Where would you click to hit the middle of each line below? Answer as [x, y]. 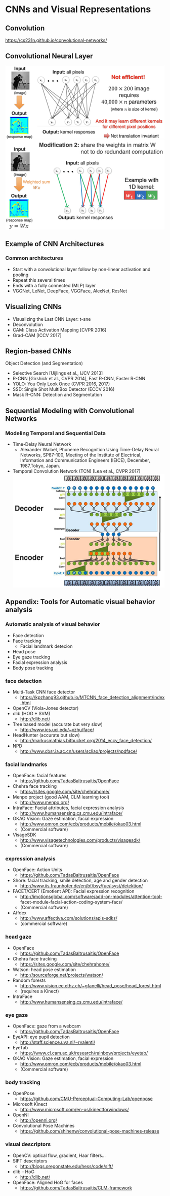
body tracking [23, 1082]
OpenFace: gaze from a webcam [47, 1026]
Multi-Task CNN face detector [44, 692]
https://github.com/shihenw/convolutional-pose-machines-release [90, 1131]
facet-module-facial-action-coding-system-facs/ [71, 902]
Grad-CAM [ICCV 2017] [37, 335]
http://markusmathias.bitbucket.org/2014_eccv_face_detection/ [86, 740]
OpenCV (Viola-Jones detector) [46, 708]
